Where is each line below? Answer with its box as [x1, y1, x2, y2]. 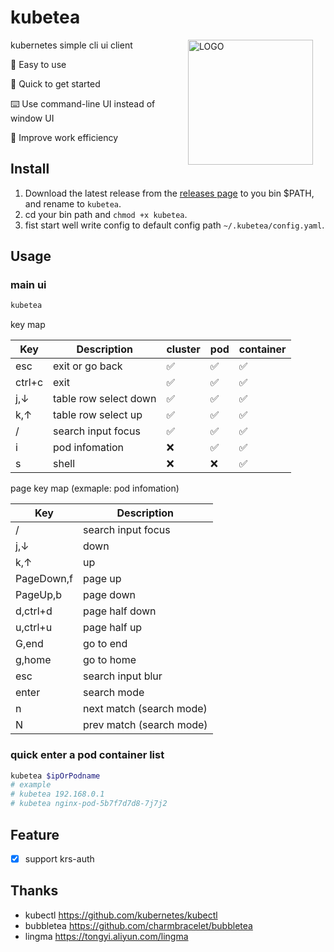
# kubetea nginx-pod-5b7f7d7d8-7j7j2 [10, 799, 168, 809]
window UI [10, 112, 55, 124]
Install [10, 161, 50, 178]
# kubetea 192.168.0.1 [10, 789, 105, 800]
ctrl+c [15, 376, 44, 390]
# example [10, 780, 52, 790]
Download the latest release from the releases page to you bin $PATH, [24, 187, 315, 199]
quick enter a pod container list [10, 748, 165, 762]
